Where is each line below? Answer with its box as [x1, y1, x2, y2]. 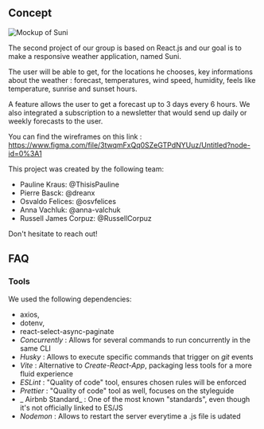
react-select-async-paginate [19, 326, 115, 336]
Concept [8, 6, 52, 20]
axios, [19, 309, 40, 319]
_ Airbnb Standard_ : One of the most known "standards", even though [19, 394, 250, 403]
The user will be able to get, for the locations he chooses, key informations [8, 67, 253, 77]
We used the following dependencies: [8, 294, 132, 304]
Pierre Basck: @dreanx [19, 187, 95, 198]
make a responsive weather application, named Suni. [8, 51, 181, 61]
